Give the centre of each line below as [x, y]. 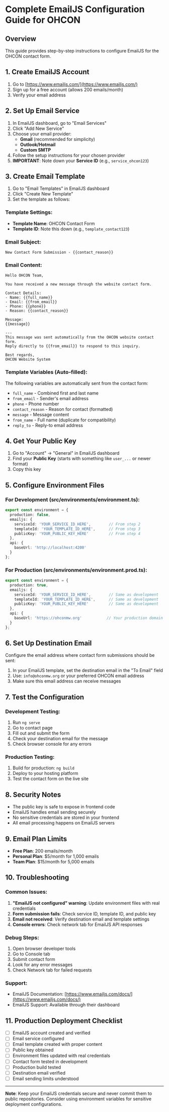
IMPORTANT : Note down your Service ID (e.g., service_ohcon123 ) [81, 161]
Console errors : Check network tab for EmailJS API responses [77, 924]
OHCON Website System [28, 360]
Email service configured [38, 1039]
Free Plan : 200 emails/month [43, 851]
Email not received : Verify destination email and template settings [81, 919]
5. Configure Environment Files [55, 485]
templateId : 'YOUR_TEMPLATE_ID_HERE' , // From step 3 [77, 529]
